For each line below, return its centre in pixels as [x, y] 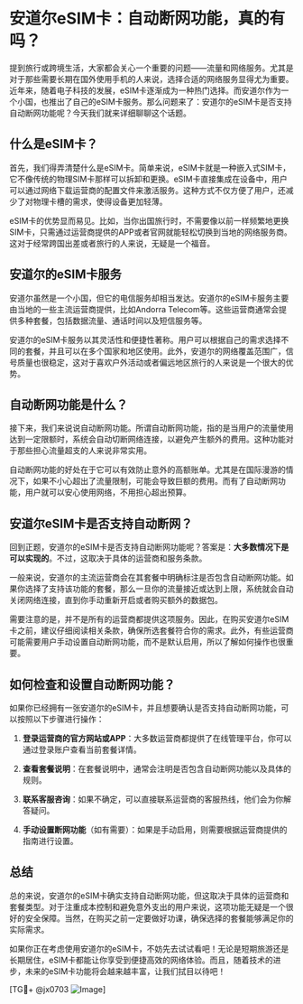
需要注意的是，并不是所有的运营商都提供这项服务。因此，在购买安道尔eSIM [149, 619]
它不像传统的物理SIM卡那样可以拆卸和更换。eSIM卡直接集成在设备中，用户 [148, 179]
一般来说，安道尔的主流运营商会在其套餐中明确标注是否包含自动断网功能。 [147, 578]
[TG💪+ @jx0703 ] [58, 989]
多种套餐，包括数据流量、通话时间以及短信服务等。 [112, 321]
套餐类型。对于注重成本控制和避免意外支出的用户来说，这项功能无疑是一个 [147, 906]
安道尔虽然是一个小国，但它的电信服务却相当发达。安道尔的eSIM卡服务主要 [149, 298]
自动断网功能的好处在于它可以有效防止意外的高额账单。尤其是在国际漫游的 [147, 469]
